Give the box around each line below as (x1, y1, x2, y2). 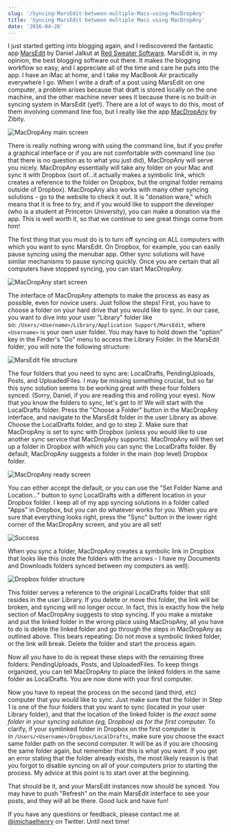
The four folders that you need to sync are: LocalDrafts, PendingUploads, (8, 369, 216, 377)
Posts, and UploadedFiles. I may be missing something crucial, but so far (8, 377, 214, 385)
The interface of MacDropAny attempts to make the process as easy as (8, 291, 210, 300)
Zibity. (8, 115, 26, 123)
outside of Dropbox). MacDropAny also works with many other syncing (8, 185, 209, 194)
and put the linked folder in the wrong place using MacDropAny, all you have (8, 618, 224, 626)
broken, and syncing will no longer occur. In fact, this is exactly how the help (8, 603, 225, 612)
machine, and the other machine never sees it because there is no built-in (8, 93, 217, 101)
